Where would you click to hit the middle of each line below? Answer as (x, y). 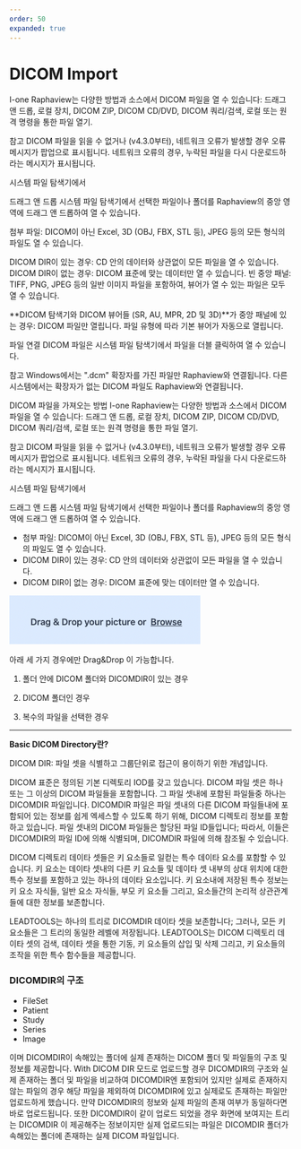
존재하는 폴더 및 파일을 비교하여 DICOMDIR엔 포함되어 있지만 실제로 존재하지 (153, 1079)
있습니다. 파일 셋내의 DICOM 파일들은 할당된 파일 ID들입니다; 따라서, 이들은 (157, 827)
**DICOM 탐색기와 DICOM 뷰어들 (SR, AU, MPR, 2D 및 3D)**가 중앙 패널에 (143, 315)
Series (34, 1029)
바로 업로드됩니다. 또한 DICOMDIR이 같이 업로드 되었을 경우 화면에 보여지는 (141, 1113)
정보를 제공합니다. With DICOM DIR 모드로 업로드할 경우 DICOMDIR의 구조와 (144, 1068)
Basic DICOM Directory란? (59, 745)
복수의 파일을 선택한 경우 (65, 717)
